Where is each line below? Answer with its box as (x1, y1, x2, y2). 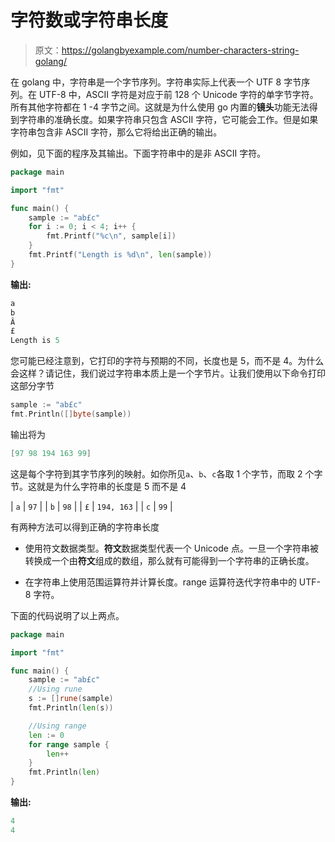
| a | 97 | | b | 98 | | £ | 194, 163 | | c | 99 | (10, 500, 173, 512)
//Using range (28, 721, 87, 731)
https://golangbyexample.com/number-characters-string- (61, 44, 300, 56)
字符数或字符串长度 (10, 9, 169, 32)
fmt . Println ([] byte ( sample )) (10, 409, 132, 420)
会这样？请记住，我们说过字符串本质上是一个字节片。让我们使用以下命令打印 (10, 367, 326, 380)
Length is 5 (10, 336, 60, 346)
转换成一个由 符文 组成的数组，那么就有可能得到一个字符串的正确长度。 (24, 554, 315, 566)
